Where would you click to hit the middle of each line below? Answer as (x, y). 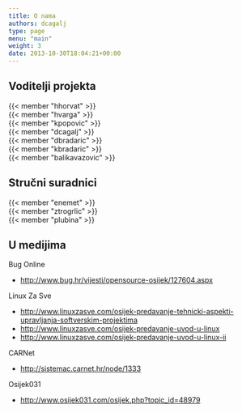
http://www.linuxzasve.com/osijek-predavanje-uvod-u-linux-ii (123, 338)
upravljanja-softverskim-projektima (79, 320)
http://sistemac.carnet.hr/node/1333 (81, 368)
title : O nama (32, 16)
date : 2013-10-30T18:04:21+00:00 (65, 53)
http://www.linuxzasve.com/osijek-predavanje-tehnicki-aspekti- (127, 312)
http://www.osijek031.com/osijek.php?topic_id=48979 (110, 400)
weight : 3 (25, 46)
